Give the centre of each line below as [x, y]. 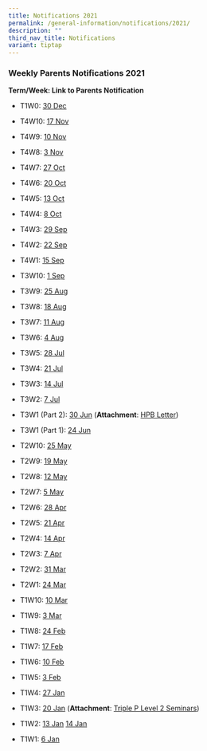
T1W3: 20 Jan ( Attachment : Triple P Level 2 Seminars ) [109, 708]
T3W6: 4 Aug [42, 338]
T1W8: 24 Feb [43, 631]
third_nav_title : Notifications [62, 38]
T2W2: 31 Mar [43, 569]
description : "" [35, 30]
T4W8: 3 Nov [41, 152]
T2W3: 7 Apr [41, 554]
